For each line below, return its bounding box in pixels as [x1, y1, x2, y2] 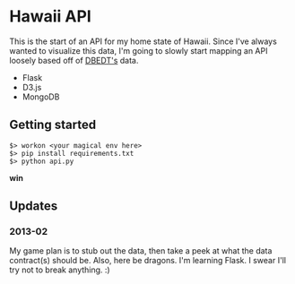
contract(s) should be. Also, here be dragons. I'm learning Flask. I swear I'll [9, 255, 287, 266]
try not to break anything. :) [9, 264, 110, 275]
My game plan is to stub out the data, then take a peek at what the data [9, 245, 273, 256]
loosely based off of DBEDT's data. [9, 55, 139, 65]
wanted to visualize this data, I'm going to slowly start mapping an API [9, 45, 268, 56]
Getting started [9, 117, 97, 133]
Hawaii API [9, 6, 91, 27]
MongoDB [22, 91, 60, 102]
